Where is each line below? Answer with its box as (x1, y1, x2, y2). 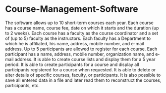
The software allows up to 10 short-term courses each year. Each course (5, 20, 154, 26)
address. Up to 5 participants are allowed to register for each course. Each (5, 46, 158, 52)
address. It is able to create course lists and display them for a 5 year (14, 56, 156, 62)
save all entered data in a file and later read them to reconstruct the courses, (5, 77, 162, 83)
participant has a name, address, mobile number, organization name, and (5, 51, 155, 57)
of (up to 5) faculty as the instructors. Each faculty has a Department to (5, 35, 151, 41)
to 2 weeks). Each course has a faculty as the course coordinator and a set (5, 30, 159, 36)
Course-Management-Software (5, 3, 138, 15)
